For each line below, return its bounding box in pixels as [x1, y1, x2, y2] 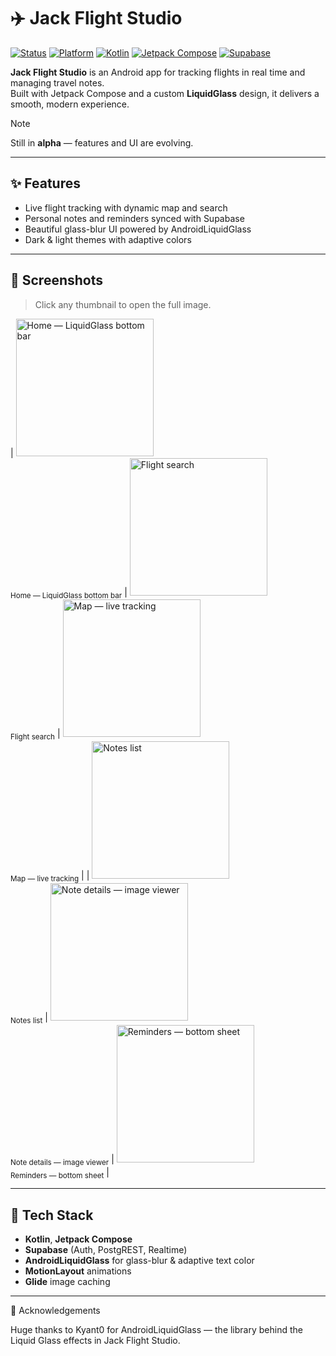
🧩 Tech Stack [10, 1206, 94, 1224]
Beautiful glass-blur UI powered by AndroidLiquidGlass [24, 223, 252, 235]
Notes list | [10, 1011, 48, 1025]
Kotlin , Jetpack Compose [24, 1233, 133, 1245]
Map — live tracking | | [10, 870, 90, 884]
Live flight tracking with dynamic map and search [24, 201, 228, 214]
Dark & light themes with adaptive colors [24, 233, 192, 245]
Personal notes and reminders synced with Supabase [24, 212, 245, 224]
